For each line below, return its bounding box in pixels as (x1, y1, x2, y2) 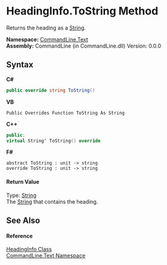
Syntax (6, 60, 34, 70)
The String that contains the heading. (6, 198, 99, 205)
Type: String (6, 192, 37, 199)
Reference (6, 232, 33, 239)
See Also (6, 215, 40, 225)
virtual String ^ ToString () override (6, 137, 101, 144)
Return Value (6, 178, 40, 185)
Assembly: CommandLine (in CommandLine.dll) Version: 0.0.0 (6, 42, 162, 49)
